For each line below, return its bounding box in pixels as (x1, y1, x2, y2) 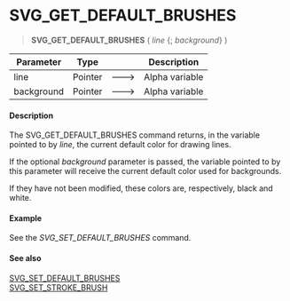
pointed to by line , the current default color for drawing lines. (9, 139, 232, 150)
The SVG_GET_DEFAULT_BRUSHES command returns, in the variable (9, 130, 260, 140)
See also (9, 252, 42, 263)
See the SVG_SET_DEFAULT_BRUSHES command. (9, 233, 192, 243)
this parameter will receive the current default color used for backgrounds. (9, 166, 282, 177)
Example (9, 212, 43, 223)
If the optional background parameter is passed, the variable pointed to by (9, 156, 281, 167)
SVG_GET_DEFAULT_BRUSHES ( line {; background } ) (30, 35, 228, 45)
